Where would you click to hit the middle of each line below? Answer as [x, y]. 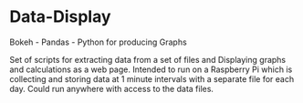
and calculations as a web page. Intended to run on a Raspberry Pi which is [151, 69]
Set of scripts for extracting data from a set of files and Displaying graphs [148, 59]
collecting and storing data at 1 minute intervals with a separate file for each [152, 78]
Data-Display [60, 17]
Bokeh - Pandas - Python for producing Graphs [98, 42]
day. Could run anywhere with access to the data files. [112, 88]
